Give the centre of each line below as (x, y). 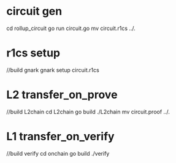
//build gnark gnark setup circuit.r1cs (53, 70)
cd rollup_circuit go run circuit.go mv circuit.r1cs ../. (71, 28)
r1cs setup (33, 53)
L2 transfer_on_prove (62, 95)
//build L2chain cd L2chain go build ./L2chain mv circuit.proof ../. (88, 112)
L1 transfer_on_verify (60, 137)
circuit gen (34, 11)
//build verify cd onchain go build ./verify (58, 153)
